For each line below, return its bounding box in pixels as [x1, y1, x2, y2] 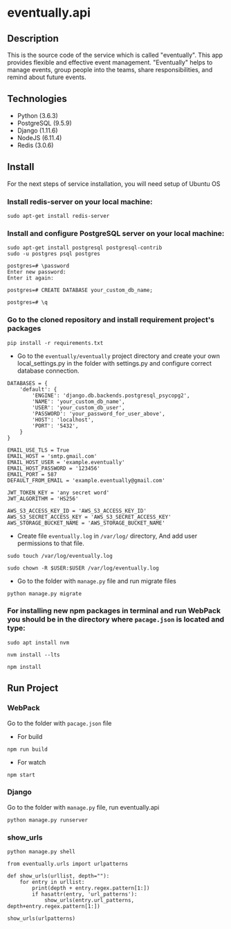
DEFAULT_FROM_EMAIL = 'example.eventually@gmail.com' [7, 477, 166, 484]
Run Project [7, 682, 59, 694]
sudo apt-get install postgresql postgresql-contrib [7, 244, 163, 251]
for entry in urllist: [19, 879, 85, 886]
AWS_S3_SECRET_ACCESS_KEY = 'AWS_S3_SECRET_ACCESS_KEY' [7, 513, 172, 520]
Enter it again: [7, 275, 54, 282]
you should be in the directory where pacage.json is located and [7, 615, 225, 624]
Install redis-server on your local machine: [7, 196, 153, 206]
